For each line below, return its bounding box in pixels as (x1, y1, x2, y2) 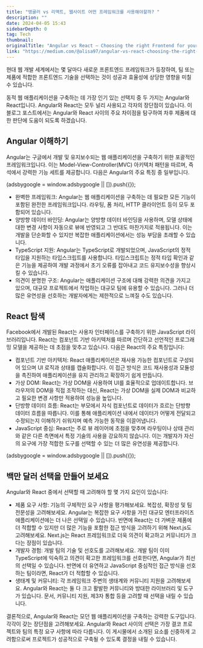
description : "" (6, 15, 47, 21)
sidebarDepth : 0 (6, 25, 47, 32)
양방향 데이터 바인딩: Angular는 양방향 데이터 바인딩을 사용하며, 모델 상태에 (14, 216, 193, 223)
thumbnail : (6, 37, 34, 43)
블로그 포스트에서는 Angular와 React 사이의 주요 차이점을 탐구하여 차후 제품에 (6, 109, 190, 116)
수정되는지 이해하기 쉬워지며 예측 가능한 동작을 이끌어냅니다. (14, 417, 158, 425)
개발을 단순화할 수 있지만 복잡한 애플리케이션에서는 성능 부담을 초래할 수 (14, 231, 185, 238)
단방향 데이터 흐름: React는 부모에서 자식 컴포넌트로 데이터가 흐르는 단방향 (14, 402, 191, 410)
